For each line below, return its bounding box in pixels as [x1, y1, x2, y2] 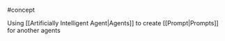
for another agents [7, 27, 61, 34]
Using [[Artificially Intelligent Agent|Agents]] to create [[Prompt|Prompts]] [7, 19, 219, 27]
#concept [7, 6, 35, 14]
